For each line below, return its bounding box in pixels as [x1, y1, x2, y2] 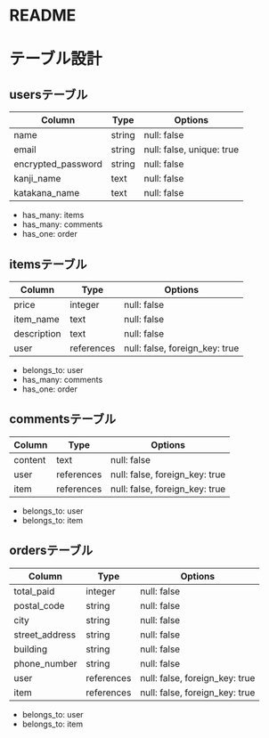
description [13, 328, 61, 339]
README [9, 5, 77, 26]
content [13, 453, 46, 466]
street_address [13, 629, 77, 641]
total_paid [13, 585, 55, 597]
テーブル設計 [9, 49, 102, 69]
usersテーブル [9, 86, 88, 102]
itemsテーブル [9, 256, 87, 272]
